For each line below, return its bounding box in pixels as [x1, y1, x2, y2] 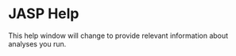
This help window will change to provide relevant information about [8, 31, 229, 40]
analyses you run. [8, 39, 67, 48]
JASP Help [8, 5, 79, 23]
